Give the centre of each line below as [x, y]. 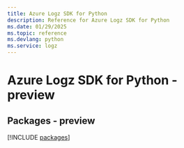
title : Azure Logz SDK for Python [58, 14]
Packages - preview [51, 121]
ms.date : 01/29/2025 [37, 26]
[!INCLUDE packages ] [39, 137]
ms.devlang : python [36, 40]
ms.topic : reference [37, 33]
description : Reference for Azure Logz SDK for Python [89, 20]
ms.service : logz [32, 46]
